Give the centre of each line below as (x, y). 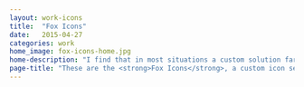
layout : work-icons (46, 18)
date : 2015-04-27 (46, 34)
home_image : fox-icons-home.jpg (70, 52)
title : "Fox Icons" (48, 26)
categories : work (42, 43)
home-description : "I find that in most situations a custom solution (145, 60)
